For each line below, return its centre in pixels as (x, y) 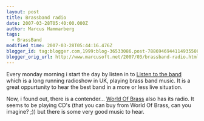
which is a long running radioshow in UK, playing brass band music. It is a (98, 80)
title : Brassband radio (36, 18)
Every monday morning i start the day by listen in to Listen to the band (94, 74)
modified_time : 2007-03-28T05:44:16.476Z (59, 46)
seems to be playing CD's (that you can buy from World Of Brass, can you (99, 105)
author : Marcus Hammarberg (40, 29)
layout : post (23, 12)
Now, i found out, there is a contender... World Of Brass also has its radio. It (100, 99)
